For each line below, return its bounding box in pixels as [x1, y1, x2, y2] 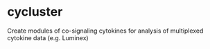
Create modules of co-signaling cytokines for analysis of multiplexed [7, 27, 204, 35]
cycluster [7, 4, 63, 20]
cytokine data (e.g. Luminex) [7, 33, 89, 42]
